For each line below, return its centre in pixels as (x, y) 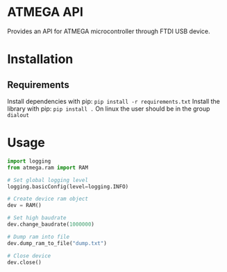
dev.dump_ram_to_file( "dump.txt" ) (57, 243)
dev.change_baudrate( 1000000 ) (51, 224)
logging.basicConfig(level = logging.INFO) (68, 187)
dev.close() (24, 262)
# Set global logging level (48, 180)
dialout (18, 115)
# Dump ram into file (39, 237)
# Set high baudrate (37, 218)
